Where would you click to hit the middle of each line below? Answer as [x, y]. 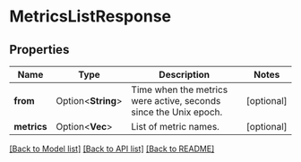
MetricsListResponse [90, 17]
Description [185, 75]
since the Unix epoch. [177, 112]
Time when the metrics [180, 90]
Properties [39, 50]
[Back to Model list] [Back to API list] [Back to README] [112, 149]
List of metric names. [175, 127]
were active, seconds [176, 101]
